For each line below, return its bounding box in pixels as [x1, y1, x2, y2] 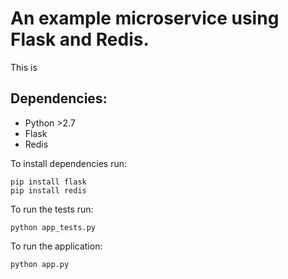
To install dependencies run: [10, 157, 128, 169]
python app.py [10, 259, 70, 269]
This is [10, 61, 38, 73]
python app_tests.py [10, 222, 97, 232]
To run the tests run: [10, 203, 94, 215]
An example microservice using [10, 7, 280, 30]
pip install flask [10, 177, 87, 187]
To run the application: [10, 240, 103, 252]
